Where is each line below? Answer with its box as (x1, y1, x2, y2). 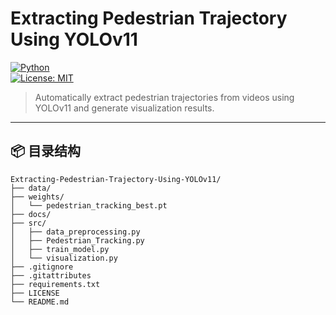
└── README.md (10, 297, 70, 307)
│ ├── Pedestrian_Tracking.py (10, 235, 145, 246)
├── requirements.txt (10, 279, 101, 289)
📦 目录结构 (10, 143, 82, 160)
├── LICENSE (10, 288, 60, 298)
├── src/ (10, 218, 47, 228)
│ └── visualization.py (10, 253, 118, 263)
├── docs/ (10, 209, 52, 219)
